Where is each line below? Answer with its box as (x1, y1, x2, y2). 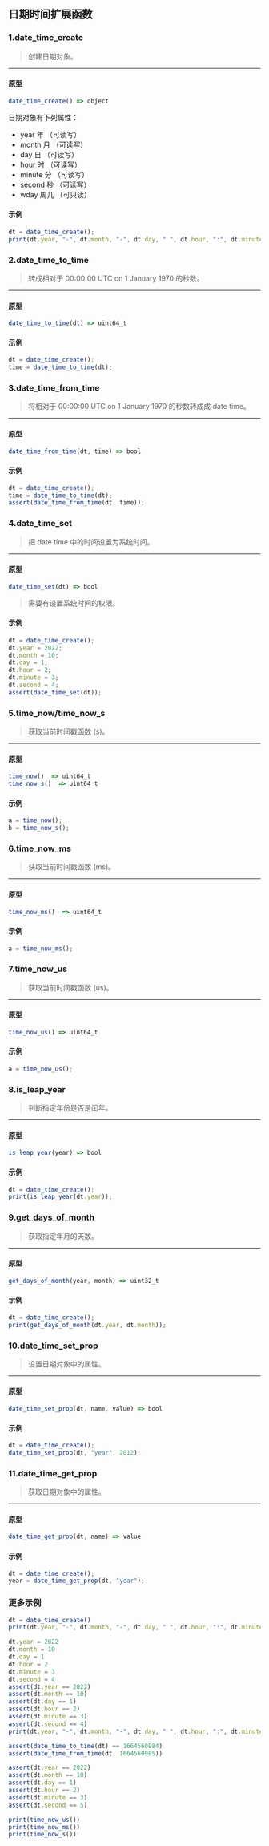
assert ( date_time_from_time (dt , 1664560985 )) (8, 1749, 163, 1758)
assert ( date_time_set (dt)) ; (8, 688, 102, 696)
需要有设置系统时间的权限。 (27, 598, 120, 608)
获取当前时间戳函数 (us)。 (27, 982, 114, 992)
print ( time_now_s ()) (8, 1831, 78, 1839)
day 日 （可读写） (19, 149, 78, 159)
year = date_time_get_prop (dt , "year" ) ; (8, 1577, 146, 1585)
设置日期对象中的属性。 (27, 1358, 106, 1369)
